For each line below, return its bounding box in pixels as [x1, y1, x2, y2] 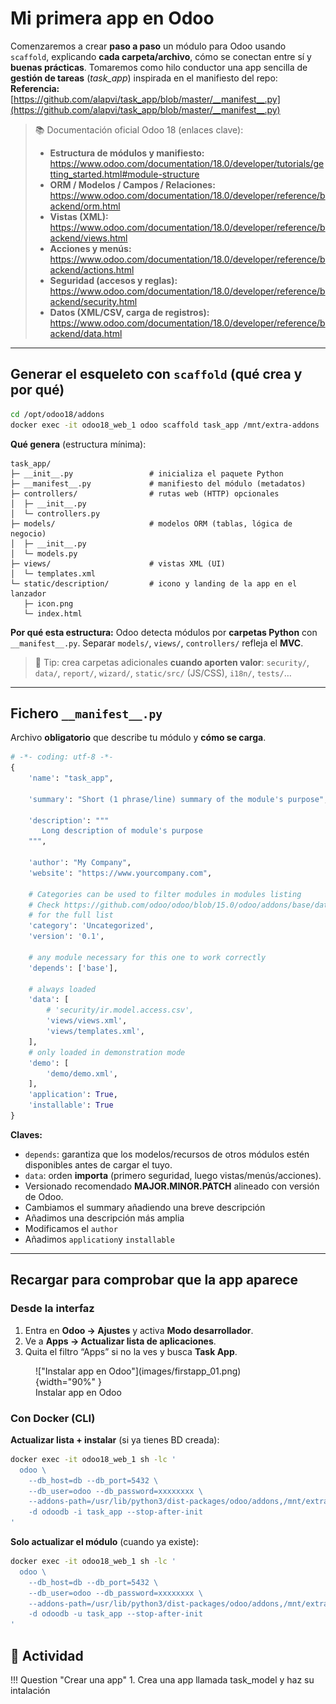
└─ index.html [23, 608, 83, 619]
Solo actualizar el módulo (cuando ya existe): [10, 1536, 199, 1548]
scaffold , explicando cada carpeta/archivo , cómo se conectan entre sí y [10, 50, 312, 62]
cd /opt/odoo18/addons [10, 409, 105, 419]
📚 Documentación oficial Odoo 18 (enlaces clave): [34, 123, 244, 136]
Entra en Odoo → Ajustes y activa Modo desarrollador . [24, 1324, 254, 1336]
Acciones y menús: [49, 242, 132, 254]
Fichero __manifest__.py [10, 705, 163, 722]
